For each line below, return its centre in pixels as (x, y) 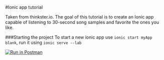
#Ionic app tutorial (24, 7)
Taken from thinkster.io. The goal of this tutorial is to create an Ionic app (79, 17)
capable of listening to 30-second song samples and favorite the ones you (82, 22)
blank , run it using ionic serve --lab (43, 42)
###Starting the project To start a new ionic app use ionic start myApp (79, 37)
